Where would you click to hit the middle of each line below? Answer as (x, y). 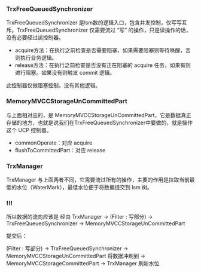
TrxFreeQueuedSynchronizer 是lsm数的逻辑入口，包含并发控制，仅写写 (94, 23)
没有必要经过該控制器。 (35, 38)
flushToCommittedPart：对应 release (60, 150)
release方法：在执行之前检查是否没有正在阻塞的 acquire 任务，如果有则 (103, 65)
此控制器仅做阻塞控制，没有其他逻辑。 (53, 85)
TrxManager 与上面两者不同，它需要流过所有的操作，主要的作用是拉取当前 (98, 180)
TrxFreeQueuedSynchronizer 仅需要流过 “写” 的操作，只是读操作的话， (104, 30)
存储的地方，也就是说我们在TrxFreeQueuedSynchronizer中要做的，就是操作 (100, 122)
